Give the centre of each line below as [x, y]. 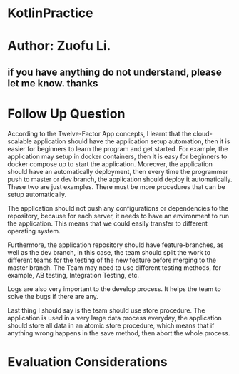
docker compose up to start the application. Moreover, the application [110, 164]
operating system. [34, 231]
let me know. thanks [53, 83]
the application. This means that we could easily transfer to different [108, 223]
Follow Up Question [66, 114]
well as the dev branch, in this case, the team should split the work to [109, 252]
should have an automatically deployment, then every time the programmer [118, 171]
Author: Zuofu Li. [59, 46]
